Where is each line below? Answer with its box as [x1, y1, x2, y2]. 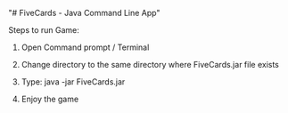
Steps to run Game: [8, 25, 79, 35]
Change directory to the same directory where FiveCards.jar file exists [21, 60, 280, 69]
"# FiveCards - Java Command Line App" [8, 8, 160, 18]
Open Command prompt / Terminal [21, 42, 150, 52]
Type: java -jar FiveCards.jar [21, 77, 126, 87]
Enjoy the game [21, 93, 79, 104]
